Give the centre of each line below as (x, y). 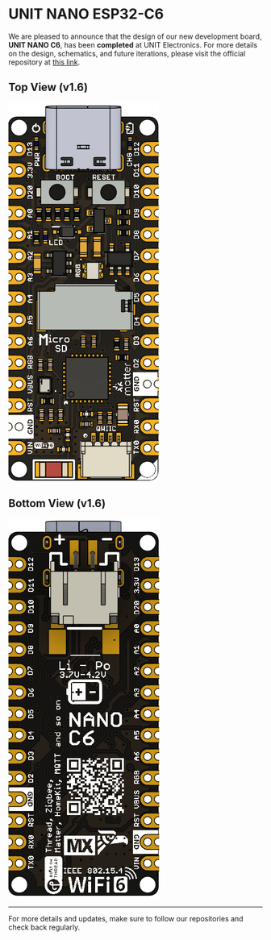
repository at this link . (44, 62)
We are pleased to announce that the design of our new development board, (135, 36)
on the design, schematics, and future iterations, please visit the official (127, 53)
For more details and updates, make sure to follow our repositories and (126, 918)
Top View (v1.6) (48, 87)
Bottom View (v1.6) (57, 503)
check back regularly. (44, 927)
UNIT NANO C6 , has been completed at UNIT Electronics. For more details (133, 44)
